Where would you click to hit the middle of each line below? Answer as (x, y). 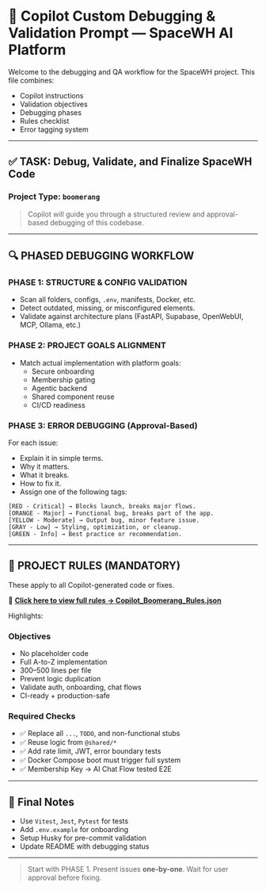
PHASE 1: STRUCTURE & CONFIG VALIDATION (98, 282)
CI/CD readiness (58, 405)
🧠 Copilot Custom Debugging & (112, 16)
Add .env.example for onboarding (74, 830)
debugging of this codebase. (97, 222)
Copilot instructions (51, 95)
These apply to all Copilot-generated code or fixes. (91, 585)
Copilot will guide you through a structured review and (116, 214)
